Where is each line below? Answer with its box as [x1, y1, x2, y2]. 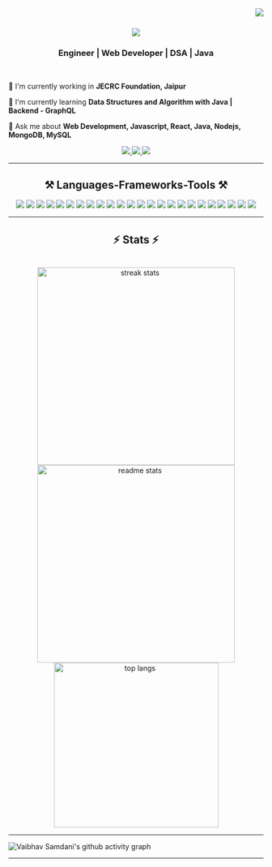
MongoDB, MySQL [8, 130, 72, 140]
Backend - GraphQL [8, 105, 76, 116]
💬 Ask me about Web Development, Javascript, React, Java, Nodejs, [8, 122, 241, 131]
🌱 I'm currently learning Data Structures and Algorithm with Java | [8, 97, 233, 107]
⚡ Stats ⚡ [113, 233, 159, 247]
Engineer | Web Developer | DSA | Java [57, 48, 215, 59]
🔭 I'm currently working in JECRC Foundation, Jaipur [8, 81, 186, 92]
